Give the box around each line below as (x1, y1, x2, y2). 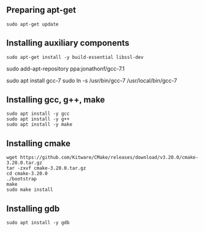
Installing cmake (6, 138, 71, 149)
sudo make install (6, 187, 53, 193)
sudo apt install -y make (6, 122, 72, 128)
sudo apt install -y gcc (6, 110, 70, 117)
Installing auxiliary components (6, 38, 130, 48)
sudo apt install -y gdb (6, 220, 70, 226)
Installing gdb (6, 203, 60, 214)
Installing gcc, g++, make (6, 95, 105, 105)
